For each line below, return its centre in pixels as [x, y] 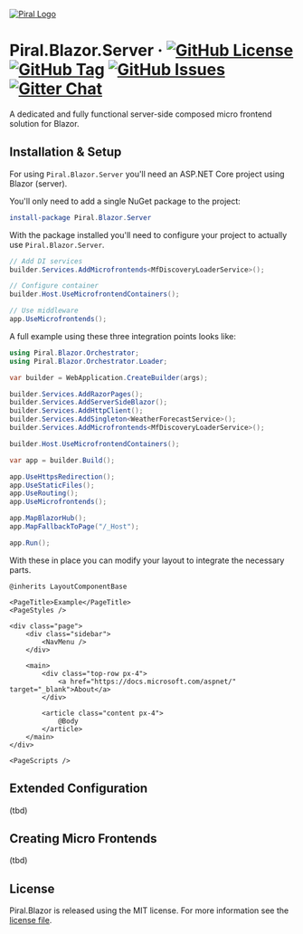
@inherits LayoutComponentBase [68, 586]
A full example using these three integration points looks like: [123, 336]
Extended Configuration [79, 789]
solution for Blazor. [44, 123]
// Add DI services [46, 261]
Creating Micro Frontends [83, 839]
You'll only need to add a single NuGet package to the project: [125, 201]
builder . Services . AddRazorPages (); [76, 394]
